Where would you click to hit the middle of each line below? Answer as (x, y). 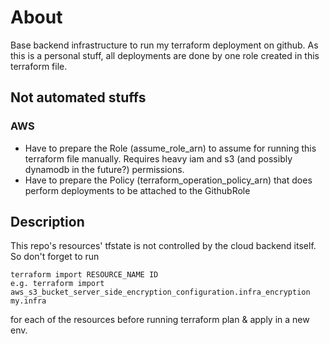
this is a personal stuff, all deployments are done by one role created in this (165, 55)
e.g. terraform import (57, 284)
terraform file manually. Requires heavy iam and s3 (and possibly (158, 158)
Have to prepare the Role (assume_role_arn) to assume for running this (170, 148)
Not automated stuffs (78, 97)
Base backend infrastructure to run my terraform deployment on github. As (164, 45)
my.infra (28, 301)
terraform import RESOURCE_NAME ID (84, 275)
